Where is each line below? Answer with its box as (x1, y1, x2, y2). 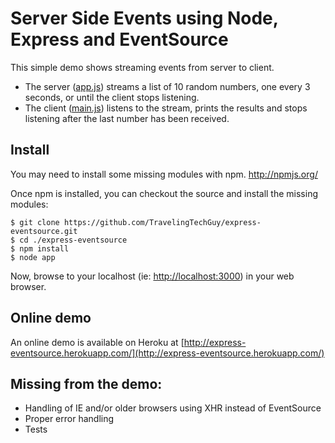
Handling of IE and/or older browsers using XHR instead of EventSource (24, 402, 322, 414)
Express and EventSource (10, 28, 229, 51)
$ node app (10, 252, 56, 262)
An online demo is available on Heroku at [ (10, 336, 185, 348)
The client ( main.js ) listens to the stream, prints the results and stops (24, 102, 308, 114)
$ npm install (10, 243, 70, 254)
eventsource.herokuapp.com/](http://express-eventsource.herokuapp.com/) (10, 347, 325, 359)
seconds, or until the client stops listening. (24, 91, 200, 103)
